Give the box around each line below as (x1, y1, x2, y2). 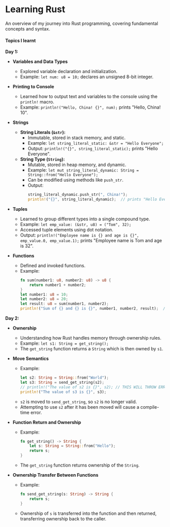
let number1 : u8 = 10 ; (20, 292, 68, 297)
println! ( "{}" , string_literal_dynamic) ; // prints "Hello (27, 197, 157, 202)
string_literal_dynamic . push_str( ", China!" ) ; (27, 192, 128, 197)
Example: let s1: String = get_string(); (20, 340, 109, 346)
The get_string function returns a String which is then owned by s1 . (20, 346, 163, 352)
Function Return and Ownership (12, 419, 81, 425)
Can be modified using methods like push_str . (27, 177, 124, 183)
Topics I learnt (5, 37, 36, 44)
